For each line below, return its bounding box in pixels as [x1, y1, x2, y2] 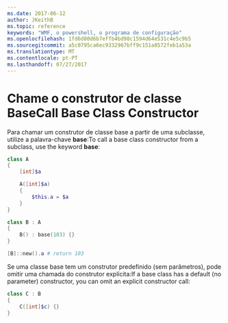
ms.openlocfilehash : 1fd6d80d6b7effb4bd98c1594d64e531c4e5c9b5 [7, 36, 192, 43]
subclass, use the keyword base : [7, 142, 101, 151]
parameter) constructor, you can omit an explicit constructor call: [7, 277, 190, 285]
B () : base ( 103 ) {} [19, 231, 75, 239]
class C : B [7, 290, 41, 297]
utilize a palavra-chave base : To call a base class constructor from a [7, 135, 199, 143]
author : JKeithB [7, 16, 53, 23]
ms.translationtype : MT [7, 49, 75, 56]
